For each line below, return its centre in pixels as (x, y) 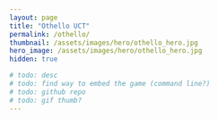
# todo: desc (34, 76)
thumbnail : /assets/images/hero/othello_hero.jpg (104, 42)
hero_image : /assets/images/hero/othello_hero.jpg (106, 51)
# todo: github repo (48, 92)
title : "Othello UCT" (50, 26)
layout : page (34, 17)
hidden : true (34, 59)
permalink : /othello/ (50, 34)
